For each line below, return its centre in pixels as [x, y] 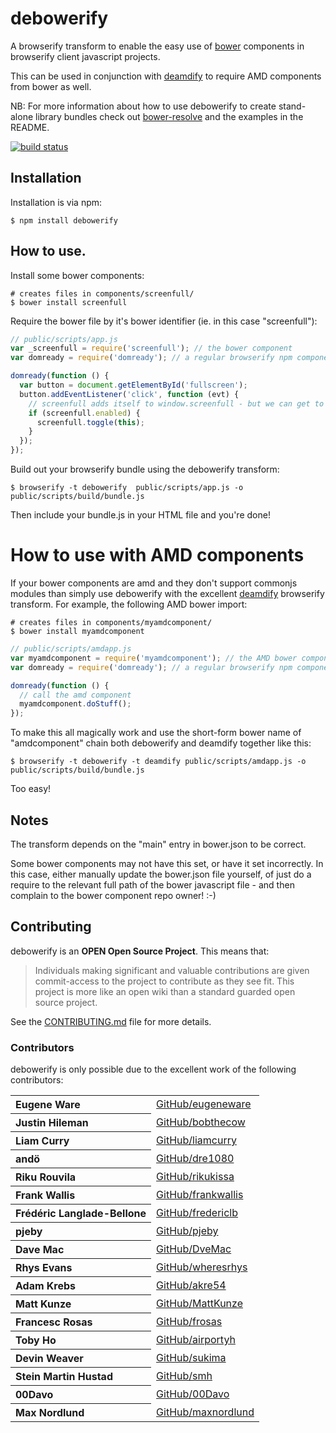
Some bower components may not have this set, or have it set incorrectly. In [167, 863]
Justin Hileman [52, 1123]
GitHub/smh [184, 1376]
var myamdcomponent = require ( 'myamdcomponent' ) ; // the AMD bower [154, 658]
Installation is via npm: [56, 202]
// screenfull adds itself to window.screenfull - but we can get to [176, 403]
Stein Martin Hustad [64, 1377]
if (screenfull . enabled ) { [84, 413]
